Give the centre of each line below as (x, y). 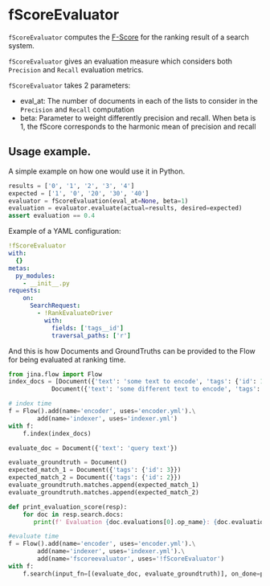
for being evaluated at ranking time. (67, 359)
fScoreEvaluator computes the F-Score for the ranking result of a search (129, 37)
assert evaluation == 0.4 (51, 216)
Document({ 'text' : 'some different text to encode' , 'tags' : (156, 389)
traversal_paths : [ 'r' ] (91, 335)
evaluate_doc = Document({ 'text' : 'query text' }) (93, 448)
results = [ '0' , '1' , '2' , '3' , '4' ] (72, 186)
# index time (30, 404)
